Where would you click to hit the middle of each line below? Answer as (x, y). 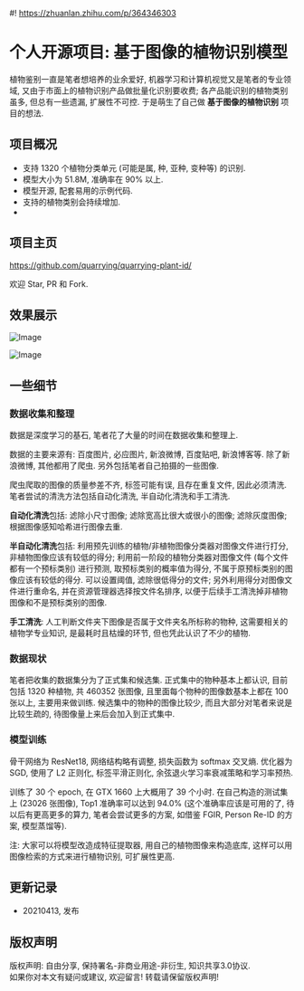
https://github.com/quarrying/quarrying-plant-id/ (100, 265)
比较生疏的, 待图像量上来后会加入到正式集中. (92, 714)
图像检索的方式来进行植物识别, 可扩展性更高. (92, 856)
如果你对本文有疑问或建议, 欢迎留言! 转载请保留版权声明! (114, 977)
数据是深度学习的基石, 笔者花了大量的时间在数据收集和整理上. (124, 435)
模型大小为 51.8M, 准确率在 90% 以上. (93, 179)
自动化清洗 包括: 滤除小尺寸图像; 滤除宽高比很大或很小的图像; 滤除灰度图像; (148, 516)
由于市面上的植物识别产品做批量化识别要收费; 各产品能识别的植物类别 (159, 91)
